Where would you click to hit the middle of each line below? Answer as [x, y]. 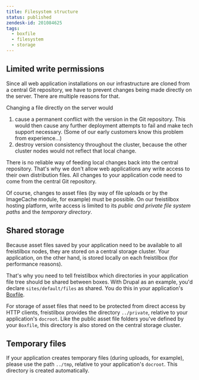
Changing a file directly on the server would [60, 107]
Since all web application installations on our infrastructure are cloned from [98, 83]
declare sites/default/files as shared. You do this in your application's [95, 288]
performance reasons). [34, 264]
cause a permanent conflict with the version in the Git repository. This [100, 119]
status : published [29, 17]
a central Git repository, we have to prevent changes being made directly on [99, 89]
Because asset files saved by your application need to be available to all [94, 245]
